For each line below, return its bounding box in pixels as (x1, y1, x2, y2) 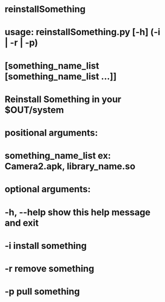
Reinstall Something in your (4, 94, 121, 105)
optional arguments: (4, 184, 91, 195)
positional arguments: (4, 127, 98, 138)
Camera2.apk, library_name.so (4, 161, 135, 172)
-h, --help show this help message (4, 206, 151, 218)
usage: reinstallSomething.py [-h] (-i (4, 27, 160, 38)
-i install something (4, 240, 87, 251)
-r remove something (4, 263, 94, 274)
